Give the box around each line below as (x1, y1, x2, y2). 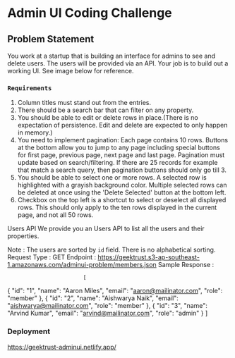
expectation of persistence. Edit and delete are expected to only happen (17, 121, 228, 130)
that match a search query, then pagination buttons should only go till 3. (17, 166, 227, 174)
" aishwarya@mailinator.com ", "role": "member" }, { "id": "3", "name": (7, 302, 208, 310)
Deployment (7, 326, 51, 336)
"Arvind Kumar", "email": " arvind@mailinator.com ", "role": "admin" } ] (7, 309, 208, 318)
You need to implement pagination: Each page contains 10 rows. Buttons (17, 136, 228, 144)
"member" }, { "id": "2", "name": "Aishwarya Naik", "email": (7, 294, 179, 302)
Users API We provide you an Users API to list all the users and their (7, 224, 205, 233)
